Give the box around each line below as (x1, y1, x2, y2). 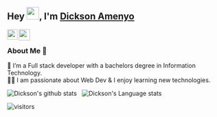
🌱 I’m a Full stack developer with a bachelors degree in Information (7, 62, 196, 70)
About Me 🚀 (7, 46, 47, 55)
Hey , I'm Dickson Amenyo (7, 11, 135, 23)
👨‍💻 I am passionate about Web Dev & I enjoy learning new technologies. (7, 76, 211, 84)
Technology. (7, 69, 43, 77)
